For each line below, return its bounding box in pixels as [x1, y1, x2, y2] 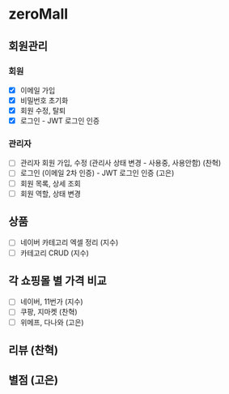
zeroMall [8, 5, 69, 24]
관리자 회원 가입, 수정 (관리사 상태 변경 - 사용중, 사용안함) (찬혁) [19, 158, 222, 168]
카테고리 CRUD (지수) [19, 248, 89, 258]
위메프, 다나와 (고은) [19, 317, 84, 327]
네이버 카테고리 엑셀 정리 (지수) [19, 238, 119, 247]
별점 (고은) [8, 374, 59, 388]
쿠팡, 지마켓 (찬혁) [19, 307, 78, 317]
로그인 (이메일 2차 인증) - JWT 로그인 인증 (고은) [19, 168, 175, 178]
